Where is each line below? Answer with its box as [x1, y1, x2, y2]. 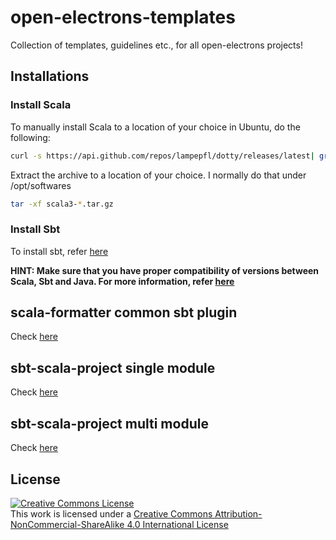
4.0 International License [126, 518, 229, 530]
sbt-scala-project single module [10, 359, 216, 376]
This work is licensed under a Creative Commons [10, 507, 213, 520]
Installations [10, 68, 90, 85]
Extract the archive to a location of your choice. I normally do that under [10, 169, 307, 181]
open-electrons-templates [10, 6, 236, 29]
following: [10, 131, 51, 143]
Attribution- [214, 507, 263, 520]
